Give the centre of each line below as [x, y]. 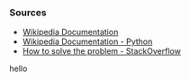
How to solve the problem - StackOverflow [102, 51]
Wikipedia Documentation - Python [87, 41]
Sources [28, 13]
